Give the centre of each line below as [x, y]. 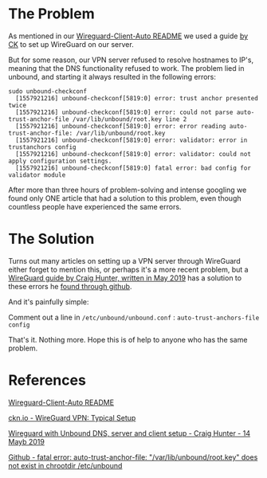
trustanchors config [43, 147]
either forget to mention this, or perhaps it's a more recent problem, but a [128, 269]
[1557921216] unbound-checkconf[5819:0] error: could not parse [124, 112]
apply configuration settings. [60, 161]
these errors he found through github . [70, 286]
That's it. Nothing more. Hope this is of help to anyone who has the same [128, 339]
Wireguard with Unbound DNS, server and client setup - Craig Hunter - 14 [130, 433]
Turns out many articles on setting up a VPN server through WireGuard [124, 261]
